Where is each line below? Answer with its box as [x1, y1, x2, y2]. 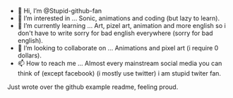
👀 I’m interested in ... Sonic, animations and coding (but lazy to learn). [17, 14, 220, 22]
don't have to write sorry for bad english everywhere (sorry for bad [17, 29, 213, 37]
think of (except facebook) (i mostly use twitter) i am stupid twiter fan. [17, 69, 221, 77]
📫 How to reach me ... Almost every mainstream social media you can [17, 59, 222, 67]
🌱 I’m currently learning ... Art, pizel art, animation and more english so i [17, 22, 226, 29]
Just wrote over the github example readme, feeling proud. [7, 83, 179, 91]
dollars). [17, 51, 42, 59]
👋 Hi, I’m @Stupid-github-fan [17, 7, 102, 15]
